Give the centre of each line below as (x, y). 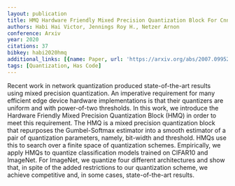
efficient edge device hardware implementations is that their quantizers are (115, 100)
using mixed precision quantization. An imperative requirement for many (111, 93)
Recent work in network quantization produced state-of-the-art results (109, 85)
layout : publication (37, 14)
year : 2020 (23, 40)
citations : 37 (28, 46)
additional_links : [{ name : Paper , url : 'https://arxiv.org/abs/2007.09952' (120, 59)
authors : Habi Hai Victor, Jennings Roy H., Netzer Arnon (93, 27)
